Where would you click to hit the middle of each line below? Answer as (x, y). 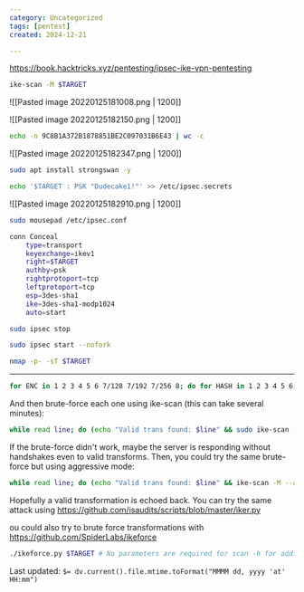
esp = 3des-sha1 (52, 295)
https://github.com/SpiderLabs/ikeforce (83, 537)
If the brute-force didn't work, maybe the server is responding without (140, 447)
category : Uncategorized (56, 18)
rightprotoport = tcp (62, 279)
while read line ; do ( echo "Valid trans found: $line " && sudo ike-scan (149, 430)
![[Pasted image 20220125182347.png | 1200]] (96, 154)
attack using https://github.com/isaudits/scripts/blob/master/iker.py (135, 510)
